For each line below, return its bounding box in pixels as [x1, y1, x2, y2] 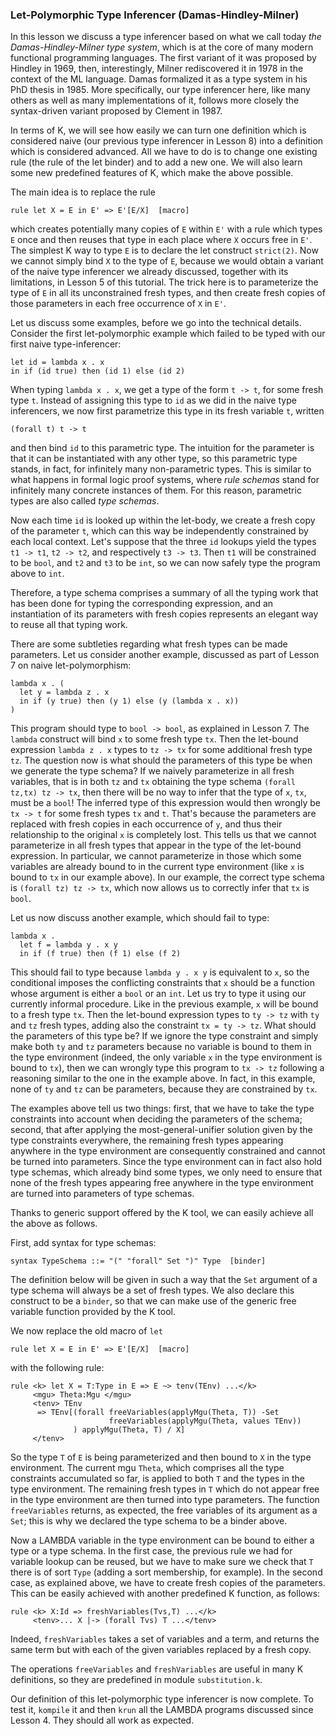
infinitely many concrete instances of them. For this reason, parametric [10, 484, 302, 497]
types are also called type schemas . [10, 495, 160, 507]
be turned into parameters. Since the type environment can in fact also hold [10, 1156, 323, 1168]
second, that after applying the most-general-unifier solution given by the [10, 1124, 313, 1136]
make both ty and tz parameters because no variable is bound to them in [10, 1041, 312, 1053]
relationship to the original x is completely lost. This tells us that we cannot [10, 829, 317, 841]
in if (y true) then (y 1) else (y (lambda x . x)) [19, 696, 240, 707]
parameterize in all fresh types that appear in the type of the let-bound [10, 839, 302, 852]
